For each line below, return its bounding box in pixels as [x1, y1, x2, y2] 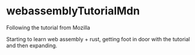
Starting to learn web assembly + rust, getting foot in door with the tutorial [6, 35, 190, 42]
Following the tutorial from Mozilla [6, 24, 90, 31]
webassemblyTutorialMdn [6, 4, 140, 18]
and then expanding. [6, 42, 58, 49]
